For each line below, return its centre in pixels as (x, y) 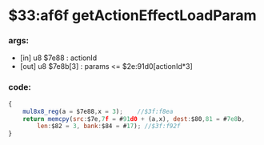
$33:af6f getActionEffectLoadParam (133, 16)
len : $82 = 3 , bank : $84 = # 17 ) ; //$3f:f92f (109, 127)
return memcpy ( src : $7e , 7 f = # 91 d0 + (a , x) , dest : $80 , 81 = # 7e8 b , (134, 119)
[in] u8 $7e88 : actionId (58, 58)
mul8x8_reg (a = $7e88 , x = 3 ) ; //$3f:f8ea (98, 111)
